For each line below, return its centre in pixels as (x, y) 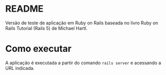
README (24, 9)
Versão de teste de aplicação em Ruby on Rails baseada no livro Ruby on (82, 23)
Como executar (38, 49)
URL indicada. (20, 68)
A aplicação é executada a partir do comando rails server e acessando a (83, 63)
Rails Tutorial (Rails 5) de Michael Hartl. (46, 28)
